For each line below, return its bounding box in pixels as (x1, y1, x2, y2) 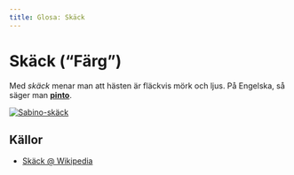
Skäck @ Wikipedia (21, 156, 93, 166)
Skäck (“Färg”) (9, 50, 122, 71)
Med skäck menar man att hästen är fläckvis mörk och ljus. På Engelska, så (9, 80, 286, 91)
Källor (9, 132, 44, 147)
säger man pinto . (9, 89, 73, 100)
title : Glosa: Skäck (9, 12, 86, 22)
